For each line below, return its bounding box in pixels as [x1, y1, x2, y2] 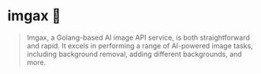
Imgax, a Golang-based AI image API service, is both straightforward [26, 33, 250, 42]
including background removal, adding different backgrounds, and [26, 49, 242, 58]
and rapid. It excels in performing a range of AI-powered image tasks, [26, 41, 253, 50]
